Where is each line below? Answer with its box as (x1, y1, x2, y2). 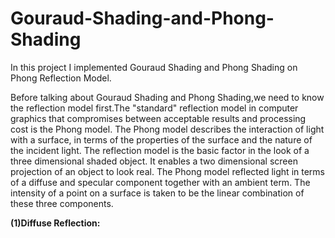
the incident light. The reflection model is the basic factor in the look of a (10, 144, 310, 156)
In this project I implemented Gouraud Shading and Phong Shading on (10, 61, 298, 73)
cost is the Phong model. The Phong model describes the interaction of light (10, 123, 325, 135)
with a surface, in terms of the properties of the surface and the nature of (10, 133, 313, 146)
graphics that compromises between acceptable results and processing (10, 112, 307, 124)
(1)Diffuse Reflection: (10, 217, 101, 229)
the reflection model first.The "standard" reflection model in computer (10, 102, 299, 114)
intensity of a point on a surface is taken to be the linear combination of (10, 187, 305, 199)
